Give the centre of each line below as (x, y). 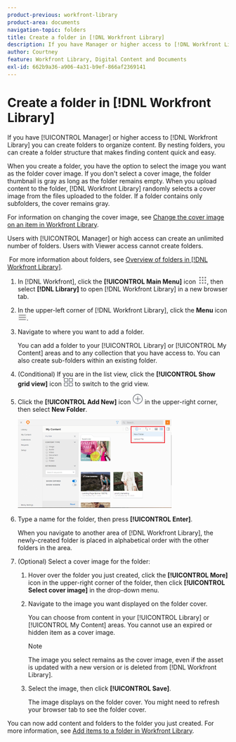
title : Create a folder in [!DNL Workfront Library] (86, 37)
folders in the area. (45, 547)
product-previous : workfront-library (63, 15)
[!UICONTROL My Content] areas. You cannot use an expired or (120, 625)
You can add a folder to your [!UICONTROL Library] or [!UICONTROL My (122, 345)
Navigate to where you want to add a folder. (81, 332)
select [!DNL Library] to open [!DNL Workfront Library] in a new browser (123, 288)
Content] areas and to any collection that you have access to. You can (119, 353)
